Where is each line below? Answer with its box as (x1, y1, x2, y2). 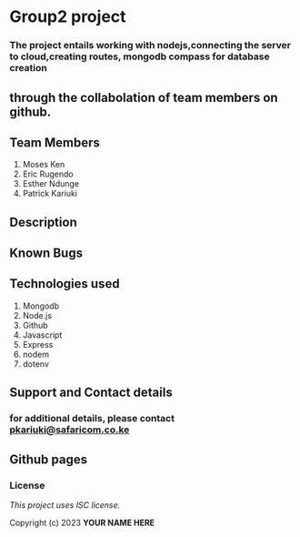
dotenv (22, 358, 50, 370)
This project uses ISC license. (9, 499, 121, 511)
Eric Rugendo (22, 168, 75, 179)
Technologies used (9, 276, 120, 292)
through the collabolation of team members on (9, 89, 279, 106)
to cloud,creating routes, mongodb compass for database (9, 50, 270, 63)
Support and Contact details (9, 385, 173, 400)
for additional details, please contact (9, 412, 175, 425)
